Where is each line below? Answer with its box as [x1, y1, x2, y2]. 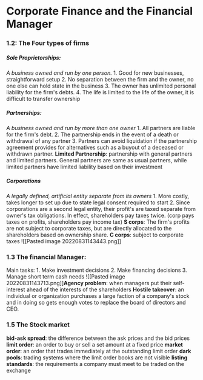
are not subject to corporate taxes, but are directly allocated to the [6, 225, 172, 232]
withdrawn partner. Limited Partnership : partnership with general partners [6, 150, 193, 157]
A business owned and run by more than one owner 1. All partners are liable [6, 125, 196, 132]
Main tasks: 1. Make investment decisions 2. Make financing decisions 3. [6, 266, 187, 274]
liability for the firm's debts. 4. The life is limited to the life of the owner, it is [6, 89, 195, 96]
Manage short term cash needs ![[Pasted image [6, 273, 125, 280]
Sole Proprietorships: [6, 54, 61, 61]
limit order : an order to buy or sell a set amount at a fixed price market [6, 340, 183, 348]
